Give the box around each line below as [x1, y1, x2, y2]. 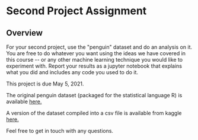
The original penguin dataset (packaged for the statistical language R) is [6, 92, 183, 98]
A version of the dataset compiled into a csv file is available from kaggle [6, 110, 182, 116]
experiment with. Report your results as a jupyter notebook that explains [6, 62, 183, 69]
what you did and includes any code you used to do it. [6, 69, 138, 75]
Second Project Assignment [6, 4, 147, 18]
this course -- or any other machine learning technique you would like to [6, 56, 183, 63]
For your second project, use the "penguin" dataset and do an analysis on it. [6, 43, 193, 50]
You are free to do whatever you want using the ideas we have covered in [6, 50, 186, 57]
